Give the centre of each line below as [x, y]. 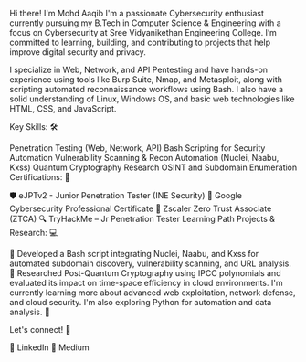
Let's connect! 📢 [40, 330]
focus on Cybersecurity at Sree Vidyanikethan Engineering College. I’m [143, 32]
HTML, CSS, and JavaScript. [63, 108]
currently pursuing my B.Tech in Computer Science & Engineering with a [145, 23]
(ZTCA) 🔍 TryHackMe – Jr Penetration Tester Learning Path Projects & [142, 219]
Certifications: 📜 [40, 177]
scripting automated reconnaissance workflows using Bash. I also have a [147, 89]
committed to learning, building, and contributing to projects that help [140, 42]
